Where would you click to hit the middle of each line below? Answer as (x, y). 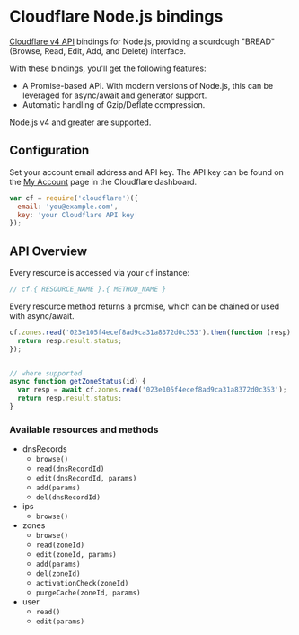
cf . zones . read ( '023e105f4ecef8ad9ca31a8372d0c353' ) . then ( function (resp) (150, 332)
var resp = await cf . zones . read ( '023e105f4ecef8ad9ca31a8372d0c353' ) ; (152, 390)
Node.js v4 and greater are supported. (80, 122)
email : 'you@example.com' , (68, 207)
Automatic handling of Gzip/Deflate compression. (114, 104)
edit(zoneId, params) (76, 555)
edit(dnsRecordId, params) (86, 479)
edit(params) (60, 622)
